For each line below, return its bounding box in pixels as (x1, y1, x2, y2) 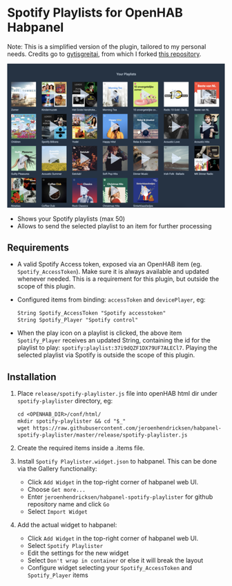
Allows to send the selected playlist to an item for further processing (17, 221, 212, 230)
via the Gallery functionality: (17, 465, 98, 473)
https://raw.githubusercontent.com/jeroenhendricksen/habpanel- (32, 425, 222, 432)
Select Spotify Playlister (27, 542, 104, 550)
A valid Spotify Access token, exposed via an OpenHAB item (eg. (17, 260, 202, 268)
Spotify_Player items (27, 571, 88, 579)
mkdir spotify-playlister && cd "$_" (17, 418, 126, 425)
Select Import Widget (27, 507, 88, 516)
